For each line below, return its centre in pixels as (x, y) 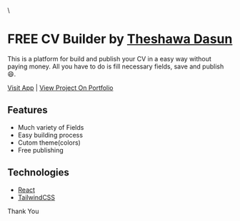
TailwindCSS (36, 197)
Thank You (23, 211)
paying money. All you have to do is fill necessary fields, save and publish (116, 66)
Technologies (39, 173)
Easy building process (50, 135)
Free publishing (41, 150)
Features (27, 110)
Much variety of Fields (51, 127)
